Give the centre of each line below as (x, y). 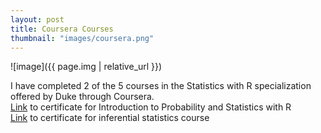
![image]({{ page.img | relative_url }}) (86, 67)
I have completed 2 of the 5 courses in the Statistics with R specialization (161, 86)
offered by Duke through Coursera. (82, 97)
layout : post (37, 19)
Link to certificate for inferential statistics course (110, 118)
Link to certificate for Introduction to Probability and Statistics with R (151, 107)
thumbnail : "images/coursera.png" (82, 38)
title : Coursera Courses (62, 29)
